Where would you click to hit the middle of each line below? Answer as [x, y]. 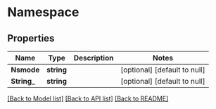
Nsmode [25, 70]
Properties [31, 38]
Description [94, 58]
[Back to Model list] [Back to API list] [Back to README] [88, 98]
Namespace [43, 12]
